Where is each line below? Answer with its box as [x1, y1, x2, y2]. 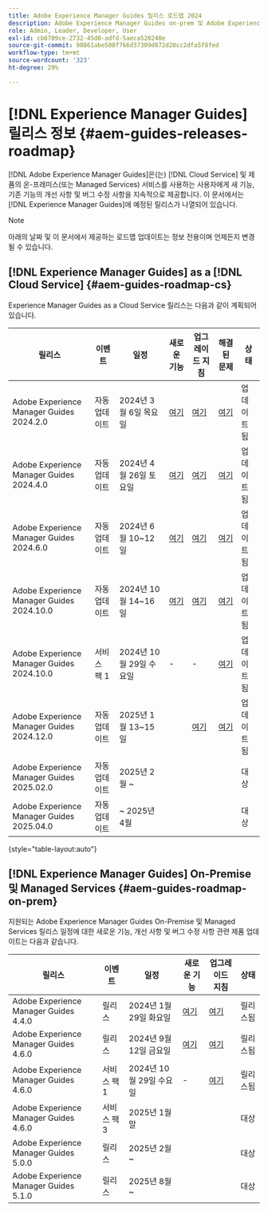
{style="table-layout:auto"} [8, 844, 97, 853]
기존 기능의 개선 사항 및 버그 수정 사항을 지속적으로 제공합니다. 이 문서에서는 [8, 189, 245, 199]
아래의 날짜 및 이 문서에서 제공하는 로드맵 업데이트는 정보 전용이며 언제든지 [8, 232, 241, 241]
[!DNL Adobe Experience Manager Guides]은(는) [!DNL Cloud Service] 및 [8, 169, 247, 179]
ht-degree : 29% [8, 64, 59, 72]
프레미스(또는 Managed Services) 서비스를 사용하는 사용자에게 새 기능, [33, 179, 255, 189]
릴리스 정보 [8, 125, 77, 142]
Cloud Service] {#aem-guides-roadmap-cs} [8, 278, 232, 292]
